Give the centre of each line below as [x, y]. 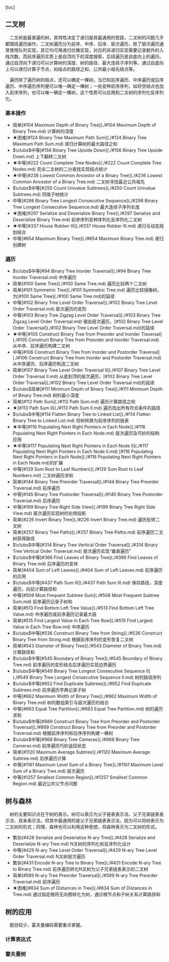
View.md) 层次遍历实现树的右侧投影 [49, 513]
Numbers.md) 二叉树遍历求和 [43, 475]
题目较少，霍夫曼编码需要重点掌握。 [47, 925]
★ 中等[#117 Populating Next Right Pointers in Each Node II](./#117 [80, 446]
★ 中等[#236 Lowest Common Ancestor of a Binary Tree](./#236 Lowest [87, 176]
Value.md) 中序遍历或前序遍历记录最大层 [55, 614]
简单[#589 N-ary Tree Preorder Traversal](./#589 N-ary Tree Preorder [85, 876]
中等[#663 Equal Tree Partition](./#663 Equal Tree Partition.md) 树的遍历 [88, 709]
